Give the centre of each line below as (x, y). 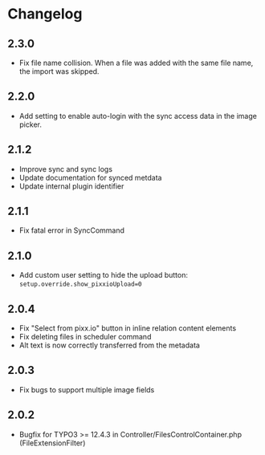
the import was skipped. (59, 71)
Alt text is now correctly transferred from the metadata (109, 345)
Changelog (45, 14)
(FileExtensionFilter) (52, 443)
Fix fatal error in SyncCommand (72, 230)
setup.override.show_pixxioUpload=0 (80, 284)
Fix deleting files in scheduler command (85, 337)
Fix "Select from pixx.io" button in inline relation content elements (128, 328)
